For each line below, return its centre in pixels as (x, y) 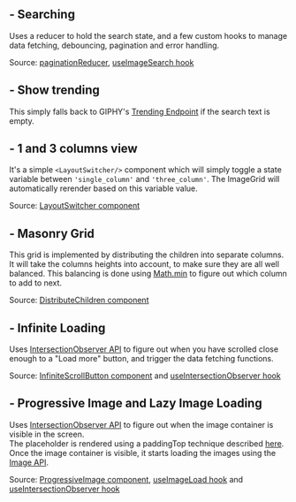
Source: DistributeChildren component (79, 300)
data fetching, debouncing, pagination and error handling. (114, 45)
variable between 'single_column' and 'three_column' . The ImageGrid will (144, 179)
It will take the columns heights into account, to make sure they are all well (144, 264)
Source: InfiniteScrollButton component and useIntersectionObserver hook (145, 376)
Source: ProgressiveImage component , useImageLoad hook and (126, 479)
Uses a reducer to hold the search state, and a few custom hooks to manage (148, 35)
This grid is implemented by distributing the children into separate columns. (147, 255)
